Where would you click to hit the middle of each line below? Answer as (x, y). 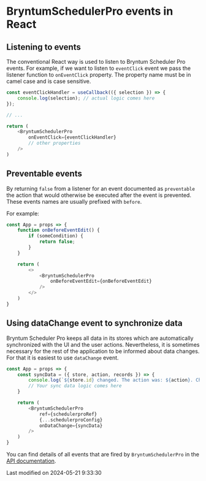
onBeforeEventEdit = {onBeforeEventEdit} (101, 281)
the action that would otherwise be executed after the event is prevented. (99, 195)
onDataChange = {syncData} (71, 425)
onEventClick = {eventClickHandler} (72, 137)
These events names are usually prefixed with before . (74, 201)
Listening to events (44, 47)
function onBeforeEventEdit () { (59, 230)
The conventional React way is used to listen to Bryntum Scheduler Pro (96, 62)
